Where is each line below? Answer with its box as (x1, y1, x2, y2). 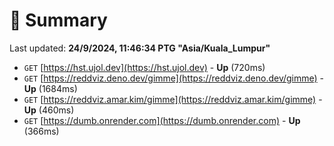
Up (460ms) (23, 104, 75, 116)
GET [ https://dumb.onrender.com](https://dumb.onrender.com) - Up (23, 114, 301, 126)
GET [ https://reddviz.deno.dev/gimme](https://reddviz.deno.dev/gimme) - (23, 72, 325, 84)
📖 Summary (9, 9, 108, 32)
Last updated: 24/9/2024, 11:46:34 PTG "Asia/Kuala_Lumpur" (9, 42, 271, 54)
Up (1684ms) (23, 82, 78, 94)
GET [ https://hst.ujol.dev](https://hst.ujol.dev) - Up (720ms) (23, 61, 266, 73)
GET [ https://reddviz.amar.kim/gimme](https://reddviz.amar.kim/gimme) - (23, 93, 323, 105)
